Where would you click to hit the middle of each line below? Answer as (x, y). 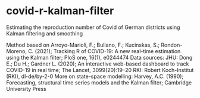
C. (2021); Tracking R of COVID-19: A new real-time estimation (104, 51)
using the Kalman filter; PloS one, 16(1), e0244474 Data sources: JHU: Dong (99, 57)
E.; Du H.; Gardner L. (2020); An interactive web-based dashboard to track (98, 64)
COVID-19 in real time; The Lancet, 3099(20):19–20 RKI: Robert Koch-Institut (100, 70)
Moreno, (16, 51)
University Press (26, 89)
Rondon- (172, 45)
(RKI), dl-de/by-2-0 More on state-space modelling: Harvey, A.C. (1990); (95, 76)
